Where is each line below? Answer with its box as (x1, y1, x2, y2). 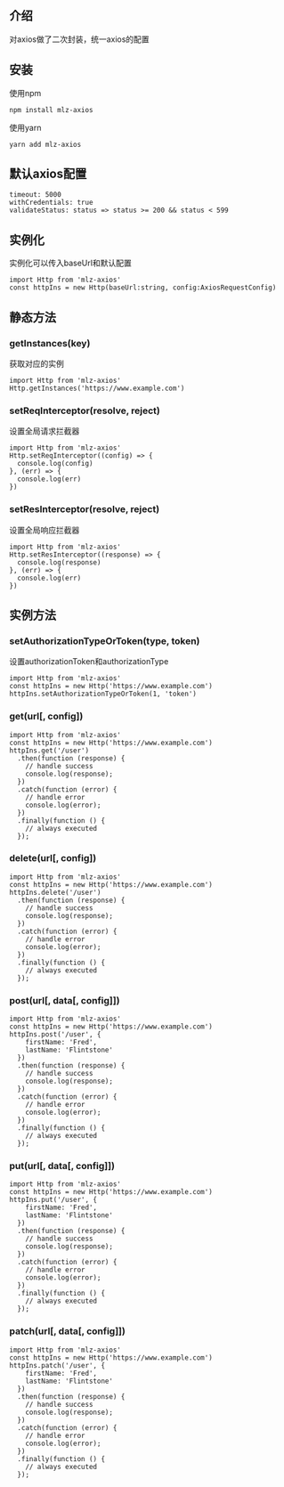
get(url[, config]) (9, 711, 84, 723)
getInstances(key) (9, 337, 91, 349)
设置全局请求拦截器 (9, 426, 80, 436)
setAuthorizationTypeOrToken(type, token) (9, 635, 200, 647)
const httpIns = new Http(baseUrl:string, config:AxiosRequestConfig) (9, 283, 277, 292)
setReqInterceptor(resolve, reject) (9, 404, 160, 417)
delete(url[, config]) (9, 852, 97, 865)
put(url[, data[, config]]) (9, 1160, 116, 1173)
